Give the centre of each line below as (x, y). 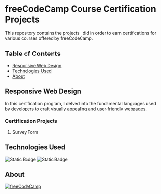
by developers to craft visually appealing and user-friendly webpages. (76, 109)
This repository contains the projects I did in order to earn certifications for (80, 33)
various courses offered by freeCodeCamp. (49, 38)
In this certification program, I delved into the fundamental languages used (80, 103)
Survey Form (25, 132)
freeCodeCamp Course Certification (80, 9)
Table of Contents (33, 54)
